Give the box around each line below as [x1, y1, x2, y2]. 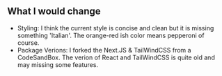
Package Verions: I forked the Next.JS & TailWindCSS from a [17, 46, 191, 54]
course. [17, 38, 40, 47]
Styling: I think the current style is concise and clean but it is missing [17, 23, 214, 32]
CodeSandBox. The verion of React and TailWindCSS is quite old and [17, 53, 216, 61]
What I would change [7, 6, 101, 17]
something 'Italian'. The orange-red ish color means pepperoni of [17, 31, 205, 39]
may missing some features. [17, 60, 99, 68]
